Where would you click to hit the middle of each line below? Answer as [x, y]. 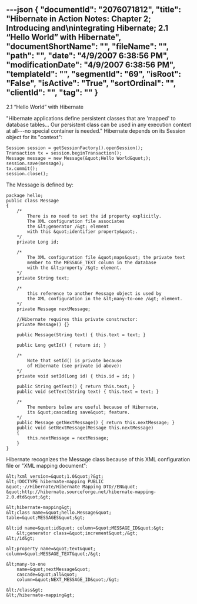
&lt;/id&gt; [21, 538]
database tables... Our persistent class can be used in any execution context [98, 124]
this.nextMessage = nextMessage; [68, 438]
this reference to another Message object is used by [94, 293]
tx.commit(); [22, 168]
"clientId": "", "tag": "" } [52, 93]
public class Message [33, 201]
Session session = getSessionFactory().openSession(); [75, 148]
